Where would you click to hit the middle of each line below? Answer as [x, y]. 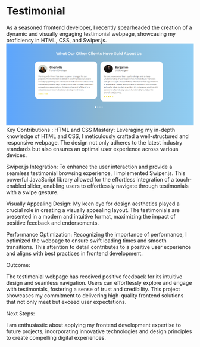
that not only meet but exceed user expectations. [66, 302]
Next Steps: [21, 314]
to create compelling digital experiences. [56, 338]
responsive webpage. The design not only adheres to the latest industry [94, 143]
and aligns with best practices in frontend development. [74, 254]
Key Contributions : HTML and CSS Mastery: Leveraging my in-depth [91, 130]
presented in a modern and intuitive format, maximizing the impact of [91, 217]
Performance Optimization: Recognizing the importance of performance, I [96, 235]
